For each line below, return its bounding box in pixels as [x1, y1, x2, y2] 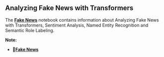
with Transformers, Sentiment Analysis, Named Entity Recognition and [5, 22, 149, 28]
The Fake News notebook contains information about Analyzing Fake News [5, 17, 160, 23]
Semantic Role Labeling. [5, 27, 55, 33]
